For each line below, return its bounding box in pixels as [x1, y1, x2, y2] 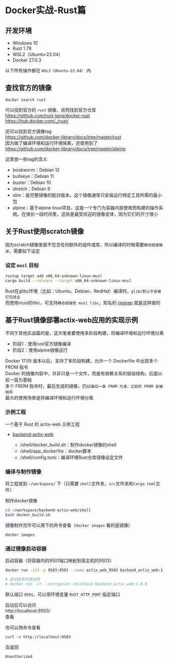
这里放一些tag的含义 [5, 156, 48, 162]
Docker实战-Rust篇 [5, 5, 87, 16]
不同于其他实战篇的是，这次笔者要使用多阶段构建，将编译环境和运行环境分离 [5, 330, 164, 336]
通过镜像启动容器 [5, 545, 47, 552]
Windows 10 [12, 40, 38, 46]
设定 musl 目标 [5, 262, 39, 269]
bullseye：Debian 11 [12, 173, 54, 179]
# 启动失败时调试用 [5, 577, 40, 582]
